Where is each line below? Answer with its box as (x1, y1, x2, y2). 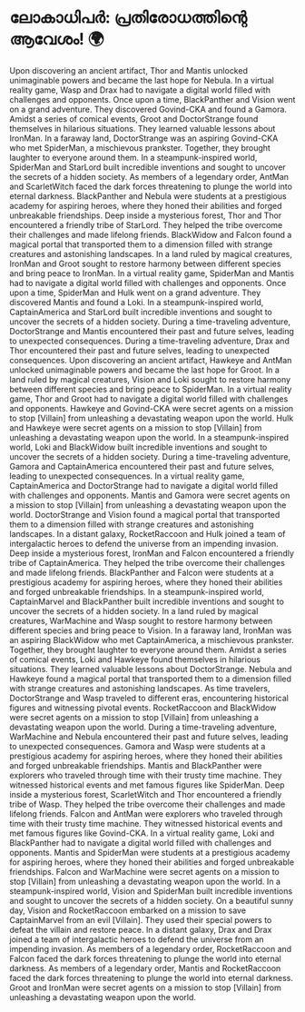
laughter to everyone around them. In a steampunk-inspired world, (9, 152, 258, 163)
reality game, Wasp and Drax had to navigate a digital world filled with (9, 84, 271, 95)
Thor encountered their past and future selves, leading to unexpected (9, 344, 270, 356)
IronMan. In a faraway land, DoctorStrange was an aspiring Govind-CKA (9, 133, 279, 144)
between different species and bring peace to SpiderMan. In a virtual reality (9, 383, 292, 394)
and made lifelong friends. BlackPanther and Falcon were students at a (9, 567, 274, 578)
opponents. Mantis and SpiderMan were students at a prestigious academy (9, 847, 290, 858)
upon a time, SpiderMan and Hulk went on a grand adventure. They (9, 287, 261, 298)
